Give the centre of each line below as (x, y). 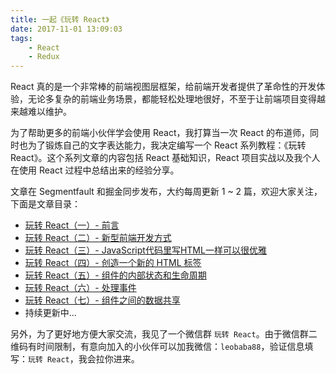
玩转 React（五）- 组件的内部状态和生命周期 (115, 275)
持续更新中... (50, 313)
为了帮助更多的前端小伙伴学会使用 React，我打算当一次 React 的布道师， (160, 133)
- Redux (44, 57)
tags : (21, 38)
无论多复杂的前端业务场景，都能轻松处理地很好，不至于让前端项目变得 (172, 99)
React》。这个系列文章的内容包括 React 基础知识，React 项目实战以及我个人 (165, 158)
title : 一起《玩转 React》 (60, 19)
